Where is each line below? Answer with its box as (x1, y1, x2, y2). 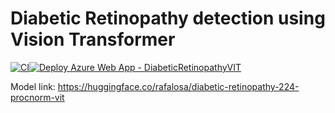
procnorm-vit (10, 91, 65, 103)
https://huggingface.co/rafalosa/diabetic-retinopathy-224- (57, 80, 300, 92)
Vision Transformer (10, 28, 176, 51)
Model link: (10, 80, 56, 92)
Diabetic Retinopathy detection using (10, 7, 326, 30)
